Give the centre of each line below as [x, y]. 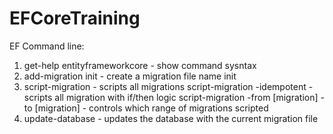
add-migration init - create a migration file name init [130, 76]
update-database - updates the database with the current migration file [171, 118]
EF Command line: [47, 46]
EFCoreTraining [75, 18]
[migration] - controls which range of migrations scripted [151, 108]
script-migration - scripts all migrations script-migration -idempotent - [168, 86]
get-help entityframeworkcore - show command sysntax [140, 65]
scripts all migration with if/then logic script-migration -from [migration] [171, 97]
